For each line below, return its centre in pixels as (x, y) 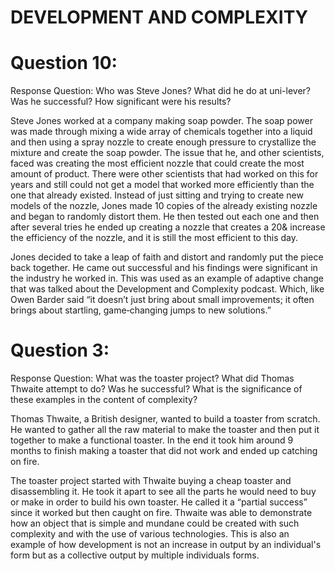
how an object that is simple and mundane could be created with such (155, 523)
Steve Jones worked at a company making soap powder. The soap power (161, 121)
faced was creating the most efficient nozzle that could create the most (157, 163)
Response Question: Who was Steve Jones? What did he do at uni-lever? (161, 91)
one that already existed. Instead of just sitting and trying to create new (157, 195)
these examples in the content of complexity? (104, 400)
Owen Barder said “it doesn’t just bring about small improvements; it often (162, 300)
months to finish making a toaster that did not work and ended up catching (164, 451)
